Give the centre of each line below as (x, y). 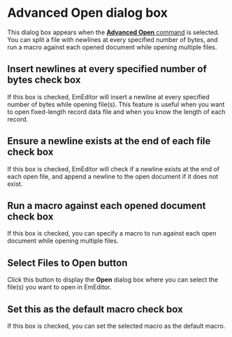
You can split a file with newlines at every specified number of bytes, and (113, 39)
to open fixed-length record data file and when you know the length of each (116, 112)
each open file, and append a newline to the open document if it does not (113, 176)
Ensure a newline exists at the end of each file (109, 141)
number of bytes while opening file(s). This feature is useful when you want (116, 104)
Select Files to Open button (67, 263)
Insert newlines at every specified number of (107, 69)
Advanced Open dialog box (87, 13)
